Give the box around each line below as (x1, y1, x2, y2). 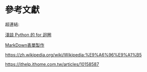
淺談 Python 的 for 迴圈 (5, 32, 51, 37)
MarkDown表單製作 (5, 42, 45, 48)
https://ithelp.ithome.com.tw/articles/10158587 (5, 61, 99, 67)
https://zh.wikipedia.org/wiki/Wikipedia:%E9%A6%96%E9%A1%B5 (5, 52, 142, 57)
